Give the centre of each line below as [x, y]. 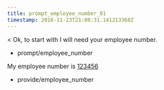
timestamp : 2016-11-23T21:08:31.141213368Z [71, 20]
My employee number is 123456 [53, 66]
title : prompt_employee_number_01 [57, 13]
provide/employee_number [55, 79]
